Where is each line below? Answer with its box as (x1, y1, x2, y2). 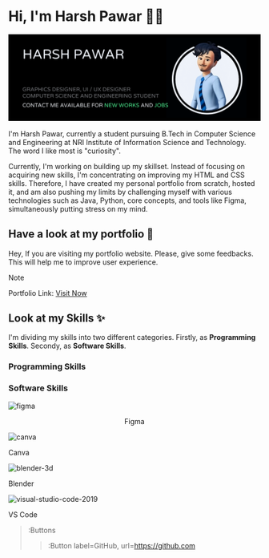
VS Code (8, 509, 38, 520)
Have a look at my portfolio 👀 (8, 228, 155, 241)
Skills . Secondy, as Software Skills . (8, 341, 126, 351)
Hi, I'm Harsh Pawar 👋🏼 (8, 7, 164, 26)
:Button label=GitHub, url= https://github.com (47, 540, 196, 550)
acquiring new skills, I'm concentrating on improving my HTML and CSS (8, 170, 246, 180)
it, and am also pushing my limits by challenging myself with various (8, 187, 232, 196)
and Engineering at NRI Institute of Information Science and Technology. (8, 137, 247, 147)
